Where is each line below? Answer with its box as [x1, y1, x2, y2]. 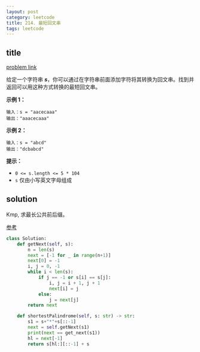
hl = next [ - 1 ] [28, 335, 63, 341]
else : [38, 291, 52, 297]
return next [28, 302, 58, 308]
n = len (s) [28, 247, 55, 253]
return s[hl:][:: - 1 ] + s [28, 341, 90, 347]
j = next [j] [49, 297, 79, 303]
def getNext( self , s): [17, 241, 74, 247]
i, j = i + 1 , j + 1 [49, 280, 101, 286]
